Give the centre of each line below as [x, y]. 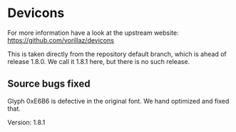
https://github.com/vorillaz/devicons [61, 40]
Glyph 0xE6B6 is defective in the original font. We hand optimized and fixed [118, 101]
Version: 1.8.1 [26, 122]
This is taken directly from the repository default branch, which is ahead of [117, 54]
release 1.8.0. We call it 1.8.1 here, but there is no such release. [99, 61]
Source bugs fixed [49, 84]
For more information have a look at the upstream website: [93, 33]
